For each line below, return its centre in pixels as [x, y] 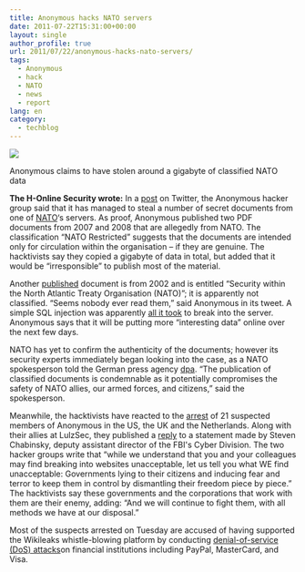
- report [34, 102]
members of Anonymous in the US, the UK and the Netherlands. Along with [150, 425]
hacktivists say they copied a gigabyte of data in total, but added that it [142, 256]
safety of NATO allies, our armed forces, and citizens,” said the [127, 388]
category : [28, 119]
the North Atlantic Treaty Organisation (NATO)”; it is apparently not [134, 293]
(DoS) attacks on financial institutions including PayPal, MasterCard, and [144, 549]
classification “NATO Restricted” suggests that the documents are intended [150, 237]
